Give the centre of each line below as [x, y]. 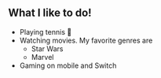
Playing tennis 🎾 [46, 32]
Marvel [42, 57]
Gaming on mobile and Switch [68, 65]
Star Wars [47, 48]
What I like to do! [50, 13]
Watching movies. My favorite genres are [86, 40]
